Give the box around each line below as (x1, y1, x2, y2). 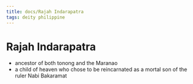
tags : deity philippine (6, 14, 66, 20)
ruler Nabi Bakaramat (14, 72, 67, 79)
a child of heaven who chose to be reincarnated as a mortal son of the (14, 66, 188, 73)
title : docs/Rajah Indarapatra (6, 8, 84, 15)
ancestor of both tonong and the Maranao (14, 60, 118, 67)
